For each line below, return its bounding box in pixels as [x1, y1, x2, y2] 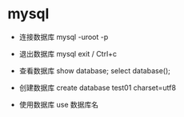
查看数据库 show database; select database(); [18, 65, 171, 76]
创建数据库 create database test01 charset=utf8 [18, 83, 177, 92]
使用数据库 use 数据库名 [18, 99, 99, 109]
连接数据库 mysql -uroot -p [18, 32, 109, 41]
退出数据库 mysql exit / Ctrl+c [18, 49, 118, 58]
